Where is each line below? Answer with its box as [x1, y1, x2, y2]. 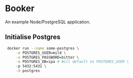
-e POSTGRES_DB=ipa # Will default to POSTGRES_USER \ [16, 59, 130, 64]
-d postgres [16, 68, 40, 73]
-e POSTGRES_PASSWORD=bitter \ [16, 55, 79, 60]
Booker [5, 3, 35, 14]
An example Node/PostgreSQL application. [5, 19, 91, 25]
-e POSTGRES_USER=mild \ [16, 50, 66, 55]
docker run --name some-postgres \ [7, 46, 79, 51]
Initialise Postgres [5, 33, 61, 41]
